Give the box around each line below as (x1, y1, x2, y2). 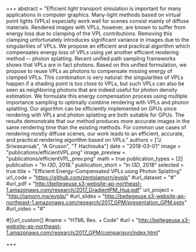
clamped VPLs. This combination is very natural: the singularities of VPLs (6, 74, 184, 81)
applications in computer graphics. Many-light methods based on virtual (6, 11, 181, 18)
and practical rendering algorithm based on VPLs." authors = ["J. (6, 137, 163, 143)
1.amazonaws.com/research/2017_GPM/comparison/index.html (6, 229, 158, 236)
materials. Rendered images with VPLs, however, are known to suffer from (6, 24, 186, 31)
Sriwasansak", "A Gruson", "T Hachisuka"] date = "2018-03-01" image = (6, 142, 181, 150)
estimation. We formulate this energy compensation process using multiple (6, 92, 188, 100)
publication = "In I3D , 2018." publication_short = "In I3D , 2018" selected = (6, 161, 184, 168)
